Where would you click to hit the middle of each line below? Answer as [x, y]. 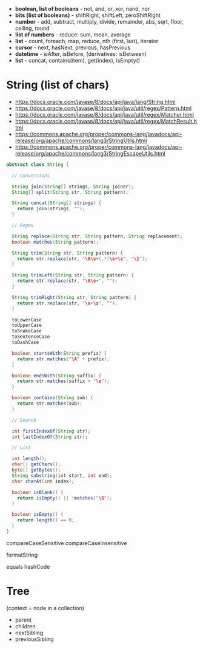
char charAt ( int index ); [43, 481]
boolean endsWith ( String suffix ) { [57, 376]
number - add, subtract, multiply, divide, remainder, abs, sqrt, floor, [99, 22]
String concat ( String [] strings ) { [57, 203]
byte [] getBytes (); [36, 470]
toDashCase [25, 343]
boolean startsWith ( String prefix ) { [59, 353]
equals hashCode [28, 566]
